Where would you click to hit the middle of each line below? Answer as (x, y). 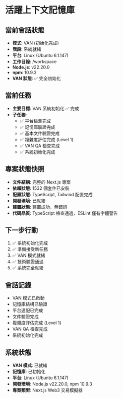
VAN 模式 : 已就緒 (30, 365)
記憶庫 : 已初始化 (29, 372)
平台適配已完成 (28, 311)
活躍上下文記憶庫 (40, 10)
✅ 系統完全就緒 (28, 268)
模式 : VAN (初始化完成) (35, 43)
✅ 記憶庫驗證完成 (37, 127)
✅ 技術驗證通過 (28, 262)
